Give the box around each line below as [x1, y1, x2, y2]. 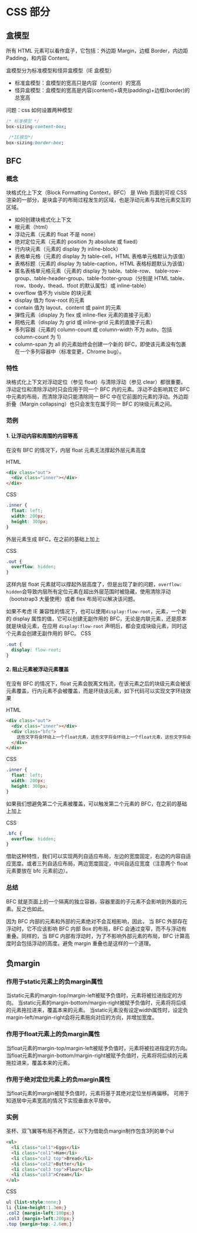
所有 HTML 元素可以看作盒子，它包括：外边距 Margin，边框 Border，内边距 [6, 47, 189, 54]
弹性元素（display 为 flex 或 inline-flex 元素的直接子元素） [14, 311, 154, 318]
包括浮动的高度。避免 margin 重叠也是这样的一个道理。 [21, 939, 154, 947]
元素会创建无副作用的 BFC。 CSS [11, 630, 91, 637]
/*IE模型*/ [8, 134, 33, 140]
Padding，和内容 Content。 [6, 55, 73, 62]
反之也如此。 [16, 905, 47, 912]
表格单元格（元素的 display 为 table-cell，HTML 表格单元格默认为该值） [14, 253, 189, 260]
